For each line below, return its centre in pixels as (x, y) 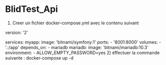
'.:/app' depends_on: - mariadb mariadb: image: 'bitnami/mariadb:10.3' (77, 47)
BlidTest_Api (31, 9)
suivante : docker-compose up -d (39, 58)
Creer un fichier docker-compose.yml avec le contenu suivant (76, 23)
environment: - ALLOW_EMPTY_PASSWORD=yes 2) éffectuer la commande (83, 53)
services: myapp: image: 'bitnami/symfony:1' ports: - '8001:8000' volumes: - (83, 42)
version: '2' (17, 32)
